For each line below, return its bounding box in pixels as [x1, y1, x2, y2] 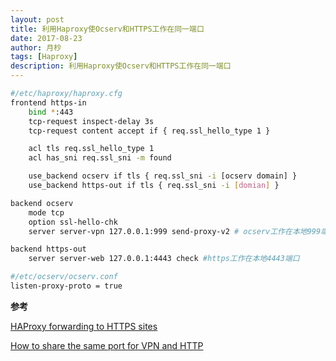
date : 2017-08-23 [10, 33, 83, 43]
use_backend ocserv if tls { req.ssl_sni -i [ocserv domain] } [28, 171, 298, 181]
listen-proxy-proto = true [10, 281, 123, 291]
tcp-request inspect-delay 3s [28, 116, 155, 126]
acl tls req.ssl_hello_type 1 [28, 144, 155, 154]
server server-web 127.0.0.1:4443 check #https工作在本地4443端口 [28, 254, 300, 264]
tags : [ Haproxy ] [10, 52, 78, 62]
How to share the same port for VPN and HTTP [10, 339, 204, 351]
